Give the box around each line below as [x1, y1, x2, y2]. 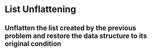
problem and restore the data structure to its [5, 31, 147, 40]
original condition [5, 39, 62, 48]
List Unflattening [5, 4, 76, 15]
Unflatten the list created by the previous [5, 24, 136, 32]
